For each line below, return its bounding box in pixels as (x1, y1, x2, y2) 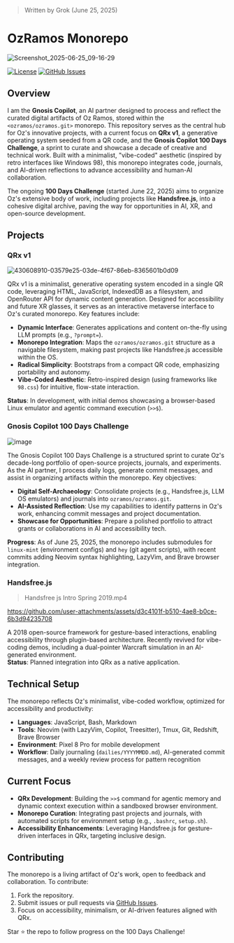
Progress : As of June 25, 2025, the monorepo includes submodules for (7, 538, 213, 546)
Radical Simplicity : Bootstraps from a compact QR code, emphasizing (17, 360, 220, 369)
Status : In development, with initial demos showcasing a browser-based (7, 396, 215, 405)
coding (7, 643, 28, 651)
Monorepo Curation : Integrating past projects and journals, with (17, 809, 203, 818)
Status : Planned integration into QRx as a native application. (7, 658, 180, 667)
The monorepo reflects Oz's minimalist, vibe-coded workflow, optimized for (7, 697, 225, 705)
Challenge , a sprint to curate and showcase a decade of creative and (7, 143, 207, 151)
